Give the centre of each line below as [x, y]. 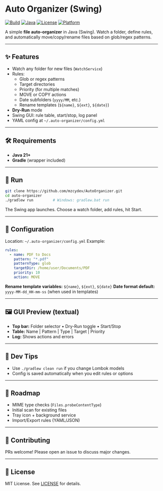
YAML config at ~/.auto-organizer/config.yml [58, 120]
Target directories [37, 84]
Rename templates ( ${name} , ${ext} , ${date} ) [64, 105]
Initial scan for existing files [39, 410]
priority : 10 [27, 273]
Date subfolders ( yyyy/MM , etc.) [50, 100]
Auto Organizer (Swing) [54, 9]
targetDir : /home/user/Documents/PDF [52, 268]
